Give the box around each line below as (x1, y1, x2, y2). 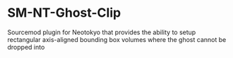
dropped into (7, 43, 45, 51)
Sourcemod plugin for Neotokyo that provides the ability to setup (7, 28, 196, 36)
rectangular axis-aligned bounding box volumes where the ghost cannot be (7, 35, 227, 43)
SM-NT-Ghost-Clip (7, 5, 121, 21)
